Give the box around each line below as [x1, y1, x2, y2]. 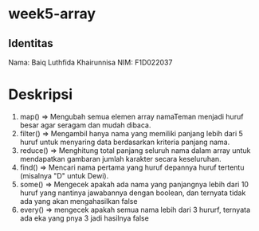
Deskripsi [8, 85, 73, 104]
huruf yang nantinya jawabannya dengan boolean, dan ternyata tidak [19, 188, 246, 198]
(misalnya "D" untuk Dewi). [19, 170, 109, 180]
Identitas [8, 37, 53, 50]
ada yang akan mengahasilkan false [19, 196, 138, 206]
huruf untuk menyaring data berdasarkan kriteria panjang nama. [19, 137, 230, 147]
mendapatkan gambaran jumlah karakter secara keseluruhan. [19, 154, 222, 163]
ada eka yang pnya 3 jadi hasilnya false [19, 213, 149, 223]
